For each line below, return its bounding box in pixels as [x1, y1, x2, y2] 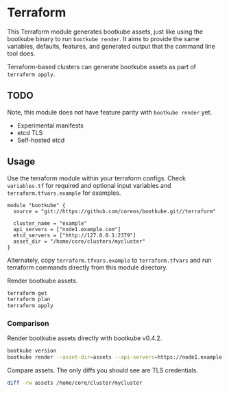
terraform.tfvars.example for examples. [7, 189, 121, 197]
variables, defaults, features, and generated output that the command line [7, 42, 216, 50]
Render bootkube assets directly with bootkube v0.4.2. [7, 334, 162, 342]
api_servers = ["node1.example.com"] [13, 226, 121, 233]
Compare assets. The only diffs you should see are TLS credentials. [7, 366, 199, 374]
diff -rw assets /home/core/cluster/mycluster [7, 379, 143, 387]
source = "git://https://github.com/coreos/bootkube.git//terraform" [13, 208, 216, 215]
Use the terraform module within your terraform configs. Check [7, 174, 186, 182]
